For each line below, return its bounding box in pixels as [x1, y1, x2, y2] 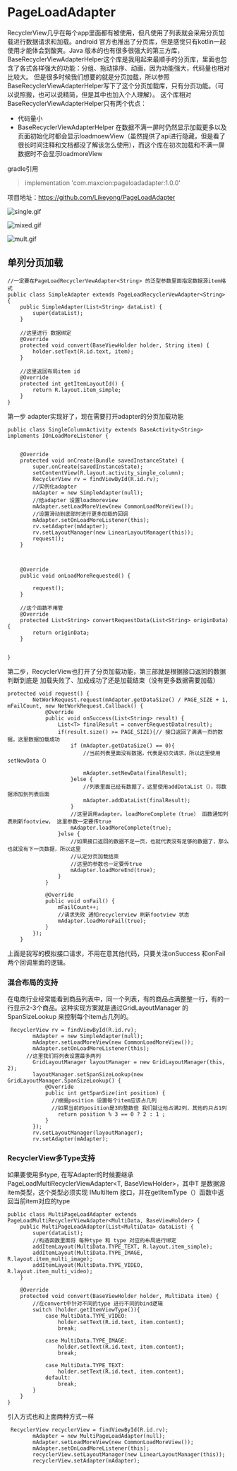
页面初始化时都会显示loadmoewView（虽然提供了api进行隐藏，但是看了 [17, 131, 226, 140]
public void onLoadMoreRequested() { [20, 572, 131, 579]
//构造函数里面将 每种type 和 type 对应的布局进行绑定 [32, 1237, 177, 1244]
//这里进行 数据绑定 [20, 329, 72, 336]
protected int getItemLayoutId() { [20, 380, 125, 387]
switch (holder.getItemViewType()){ [32, 1306, 140, 1314]
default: [44, 1374, 71, 1381]
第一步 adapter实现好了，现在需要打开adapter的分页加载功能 [7, 412, 184, 420]
